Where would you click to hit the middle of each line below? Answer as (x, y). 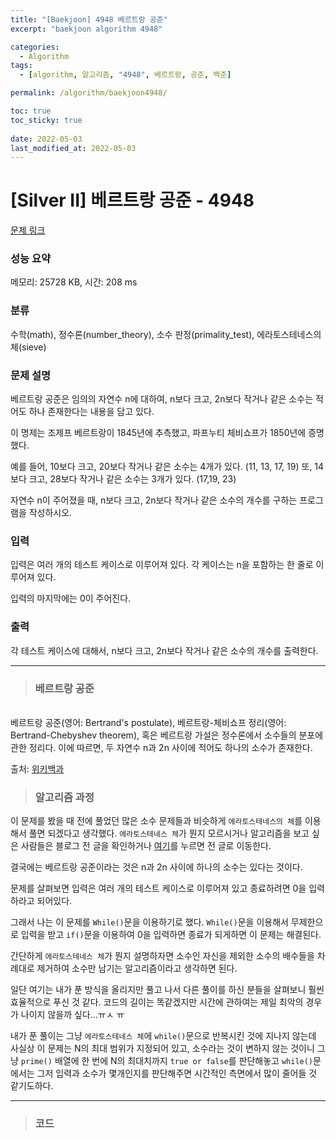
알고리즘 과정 (64, 797)
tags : (21, 66)
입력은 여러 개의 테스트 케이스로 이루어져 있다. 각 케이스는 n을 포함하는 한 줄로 (162, 565)
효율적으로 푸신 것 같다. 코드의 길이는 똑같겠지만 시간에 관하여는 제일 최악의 (157, 1002)
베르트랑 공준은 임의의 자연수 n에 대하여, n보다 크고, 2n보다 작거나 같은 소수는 (162, 399)
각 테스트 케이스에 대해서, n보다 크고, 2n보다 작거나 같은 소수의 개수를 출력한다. (164, 650)
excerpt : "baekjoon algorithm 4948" (86, 29)
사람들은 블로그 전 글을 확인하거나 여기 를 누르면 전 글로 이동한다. (146, 846)
